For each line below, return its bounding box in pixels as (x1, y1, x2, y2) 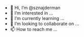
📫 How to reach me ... (10, 26, 58, 32)
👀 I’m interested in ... (10, 10, 53, 16)
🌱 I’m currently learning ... (10, 15, 65, 21)
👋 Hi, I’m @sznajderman (10, 5, 61, 10)
